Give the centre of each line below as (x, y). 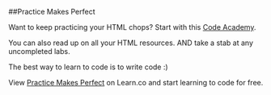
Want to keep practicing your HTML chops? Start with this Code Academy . (132, 27)
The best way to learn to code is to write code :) (88, 67)
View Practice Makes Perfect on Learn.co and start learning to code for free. (136, 83)
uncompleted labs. (39, 51)
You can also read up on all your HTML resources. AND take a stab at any (131, 43)
